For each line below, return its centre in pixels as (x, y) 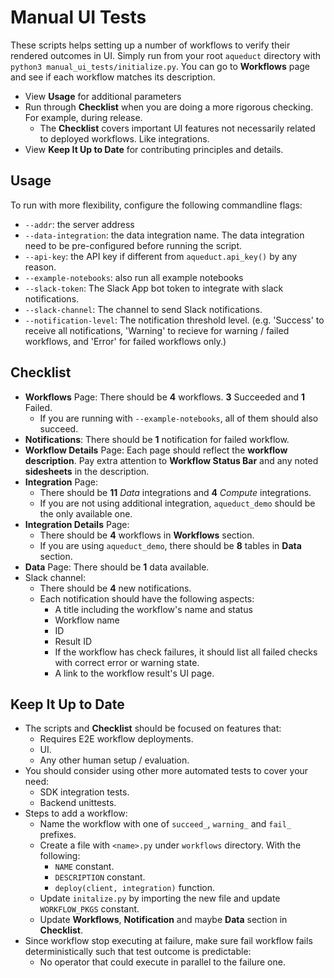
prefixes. (58, 835)
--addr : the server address (79, 224)
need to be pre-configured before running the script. (133, 245)
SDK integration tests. (84, 792)
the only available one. (86, 513)
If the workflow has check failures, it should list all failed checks (186, 652)
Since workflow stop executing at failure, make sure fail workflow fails (168, 941)
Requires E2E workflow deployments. (116, 739)
